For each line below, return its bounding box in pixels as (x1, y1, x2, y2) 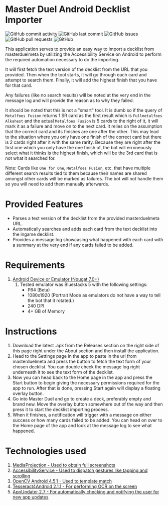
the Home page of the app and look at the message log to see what (12, 422, 152, 428)
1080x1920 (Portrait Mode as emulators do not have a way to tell (27, 292, 161, 298)
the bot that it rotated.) (27, 297, 74, 304)
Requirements (5, 260, 65, 271)
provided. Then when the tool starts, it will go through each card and (5, 71, 147, 77)
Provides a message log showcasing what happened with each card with (12, 236, 163, 242)
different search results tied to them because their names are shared (5, 170, 147, 176)
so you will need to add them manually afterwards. (5, 181, 109, 187)
